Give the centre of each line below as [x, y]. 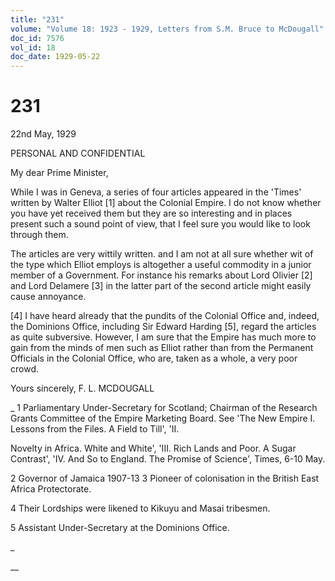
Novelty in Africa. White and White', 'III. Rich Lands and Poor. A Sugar [153, 448]
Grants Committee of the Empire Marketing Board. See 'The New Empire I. [163, 418]
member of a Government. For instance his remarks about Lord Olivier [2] [161, 275]
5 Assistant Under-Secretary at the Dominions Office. [120, 528]
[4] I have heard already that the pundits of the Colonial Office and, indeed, [165, 316]
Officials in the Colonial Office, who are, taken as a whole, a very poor [154, 358]
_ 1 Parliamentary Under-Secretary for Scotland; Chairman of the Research [164, 408]
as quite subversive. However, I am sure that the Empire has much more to [163, 337]
